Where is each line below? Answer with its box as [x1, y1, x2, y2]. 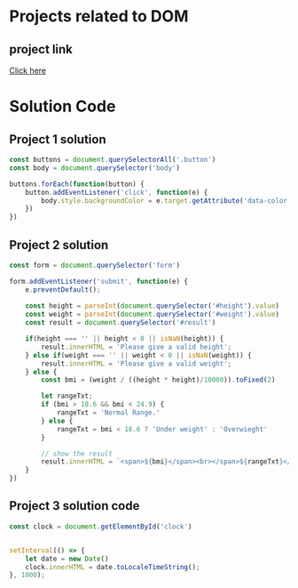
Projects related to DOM [9, 6, 189, 27]
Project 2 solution [9, 238, 109, 253]
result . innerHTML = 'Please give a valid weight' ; [41, 358, 232, 368]
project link [9, 42, 74, 57]
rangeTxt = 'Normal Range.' [56, 408, 161, 417]
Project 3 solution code [9, 498, 140, 513]
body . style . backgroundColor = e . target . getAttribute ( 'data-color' [41, 196, 292, 205]
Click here [9, 65, 47, 76]
